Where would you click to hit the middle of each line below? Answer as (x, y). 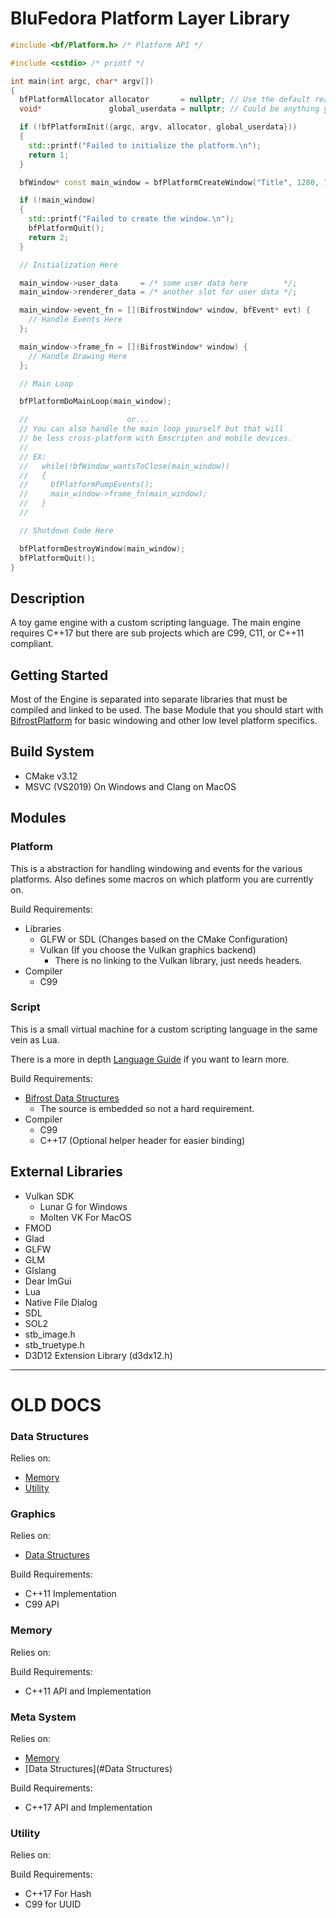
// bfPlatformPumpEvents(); (87, 485)
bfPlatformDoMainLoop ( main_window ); (95, 402)
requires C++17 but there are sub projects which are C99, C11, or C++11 (157, 633)
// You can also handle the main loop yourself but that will (151, 429)
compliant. (32, 644)
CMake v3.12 (51, 776)
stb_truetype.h (54, 1344)
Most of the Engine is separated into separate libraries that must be (149, 699)
